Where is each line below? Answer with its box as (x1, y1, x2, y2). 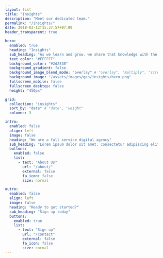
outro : (5, 187, 18, 192)
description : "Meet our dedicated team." (5, 16, 90, 21)
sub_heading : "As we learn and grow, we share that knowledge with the (9, 52, 158, 57)
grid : (5, 97, 16, 102)
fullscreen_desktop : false (9, 84, 64, 88)
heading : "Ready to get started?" (9, 205, 79, 209)
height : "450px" (9, 88, 42, 93)
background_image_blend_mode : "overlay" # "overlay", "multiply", (9, 70, 147, 75)
